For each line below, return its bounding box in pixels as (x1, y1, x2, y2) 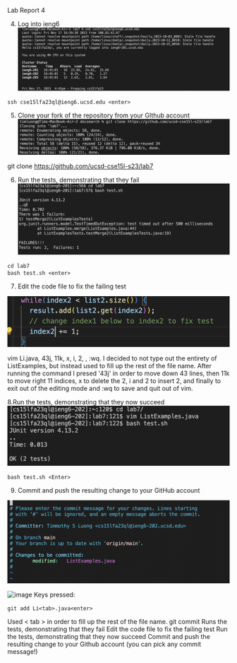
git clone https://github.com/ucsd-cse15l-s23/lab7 (7, 162, 154, 170)
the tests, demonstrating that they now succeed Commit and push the (7, 632, 210, 640)
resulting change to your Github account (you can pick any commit (7, 640, 202, 648)
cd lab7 (7, 262, 30, 269)
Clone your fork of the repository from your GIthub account (17, 111, 190, 119)
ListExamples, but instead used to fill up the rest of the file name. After (7, 362, 212, 370)
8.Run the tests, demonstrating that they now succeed (7, 398, 165, 406)
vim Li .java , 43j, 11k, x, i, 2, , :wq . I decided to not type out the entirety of (7, 354, 217, 363)
